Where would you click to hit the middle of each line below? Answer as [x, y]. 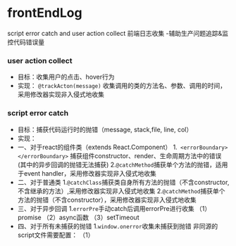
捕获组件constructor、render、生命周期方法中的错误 [146, 155]
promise [30, 217]
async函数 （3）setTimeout [99, 217]
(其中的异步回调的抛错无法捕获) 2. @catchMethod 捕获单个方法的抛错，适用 [123, 164]
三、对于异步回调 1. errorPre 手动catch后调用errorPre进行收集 [106, 208]
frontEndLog [45, 13]
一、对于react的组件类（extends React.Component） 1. [97, 147]
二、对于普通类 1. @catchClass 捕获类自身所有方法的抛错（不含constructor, [123, 182]
